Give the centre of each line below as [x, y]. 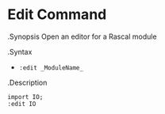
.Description [27, 82]
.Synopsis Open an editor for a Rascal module [82, 36]
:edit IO [22, 104]
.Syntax [20, 51]
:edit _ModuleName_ [51, 68]
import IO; [25, 97]
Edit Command [57, 15]
